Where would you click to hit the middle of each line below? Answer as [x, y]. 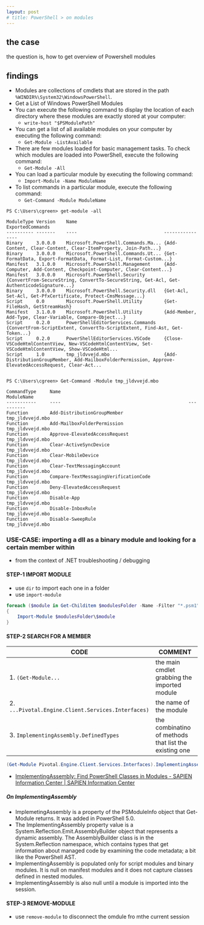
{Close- [173, 339]
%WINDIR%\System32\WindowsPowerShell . [63, 97]
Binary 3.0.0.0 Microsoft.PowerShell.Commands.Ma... [84, 243]
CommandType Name [34, 392]
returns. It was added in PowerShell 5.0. [85, 818]
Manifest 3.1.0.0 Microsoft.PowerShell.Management [78, 265]
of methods [172, 735]
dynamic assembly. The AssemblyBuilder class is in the [84, 838]
